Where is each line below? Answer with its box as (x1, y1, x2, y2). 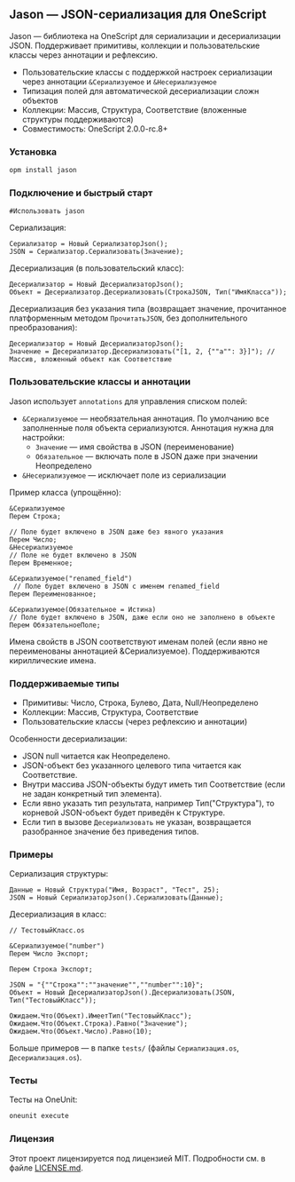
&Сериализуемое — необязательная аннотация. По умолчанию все (21, 413, 270, 424)
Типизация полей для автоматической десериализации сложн (21, 85, 260, 96)
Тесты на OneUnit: (9, 1094, 78, 1105)
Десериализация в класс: (9, 909, 107, 920)
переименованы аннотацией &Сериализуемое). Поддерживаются (9, 646, 260, 656)
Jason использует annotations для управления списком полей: (9, 395, 248, 407)
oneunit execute (9, 1112, 69, 1121)
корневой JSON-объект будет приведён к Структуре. (21, 807, 226, 818)
